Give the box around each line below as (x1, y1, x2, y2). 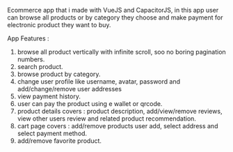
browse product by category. (17, 70, 101, 78)
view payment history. (17, 92, 81, 100)
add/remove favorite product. (17, 137, 102, 145)
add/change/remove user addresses (17, 85, 122, 93)
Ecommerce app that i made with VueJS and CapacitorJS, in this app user (7, 6, 219, 14)
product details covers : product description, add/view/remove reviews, (17, 107, 223, 115)
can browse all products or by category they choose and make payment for (7, 13, 223, 22)
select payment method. (17, 129, 88, 137)
